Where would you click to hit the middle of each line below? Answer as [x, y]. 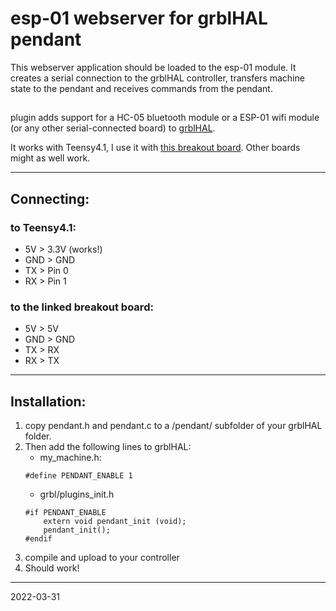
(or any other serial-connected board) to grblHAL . [113, 128]
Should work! [52, 568]
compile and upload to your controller [102, 558]
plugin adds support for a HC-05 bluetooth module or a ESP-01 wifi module [165, 118]
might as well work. [50, 158]
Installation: [48, 401]
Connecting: [50, 198]
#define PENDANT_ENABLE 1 [78, 476]
